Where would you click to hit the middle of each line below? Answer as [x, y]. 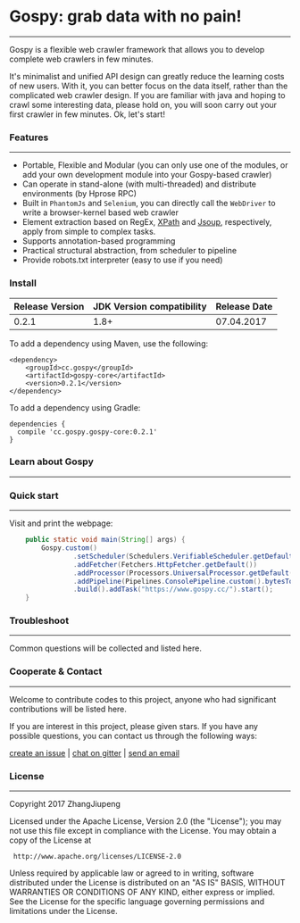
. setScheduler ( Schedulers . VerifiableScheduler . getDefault [183, 556]
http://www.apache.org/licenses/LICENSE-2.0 [97, 857]
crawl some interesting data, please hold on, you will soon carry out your [143, 104]
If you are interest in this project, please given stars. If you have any [134, 726]
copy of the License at [50, 840]
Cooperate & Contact [56, 671]
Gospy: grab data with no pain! [125, 17]
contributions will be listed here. [68, 709]
